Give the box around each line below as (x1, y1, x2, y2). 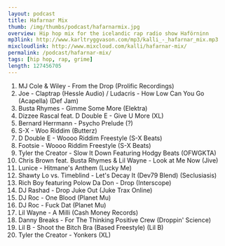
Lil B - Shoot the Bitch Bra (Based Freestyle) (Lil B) (18, 223, 164, 231)
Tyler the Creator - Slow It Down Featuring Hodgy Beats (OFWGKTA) (18, 149, 217, 157)
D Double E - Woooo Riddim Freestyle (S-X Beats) (18, 134, 163, 142)
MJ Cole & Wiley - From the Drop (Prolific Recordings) (18, 81, 175, 90)
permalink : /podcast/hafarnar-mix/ (8, 50, 112, 57)
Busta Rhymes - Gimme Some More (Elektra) (18, 104, 148, 112)
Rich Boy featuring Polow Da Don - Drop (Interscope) (18, 178, 172, 186)
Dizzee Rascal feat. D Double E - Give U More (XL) (18, 111, 164, 120)
